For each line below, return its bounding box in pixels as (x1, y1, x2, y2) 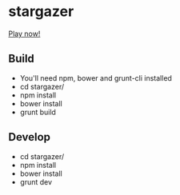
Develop (8, 130, 50, 144)
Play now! (8, 29, 41, 38)
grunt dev (19, 177, 53, 186)
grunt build (19, 107, 56, 117)
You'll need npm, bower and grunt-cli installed (19, 73, 172, 82)
